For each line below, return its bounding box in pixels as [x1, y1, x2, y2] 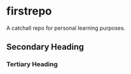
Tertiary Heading [6, 60, 58, 69]
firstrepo [6, 4, 52, 18]
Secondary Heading [6, 42, 84, 52]
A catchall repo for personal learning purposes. [6, 24, 125, 32]
